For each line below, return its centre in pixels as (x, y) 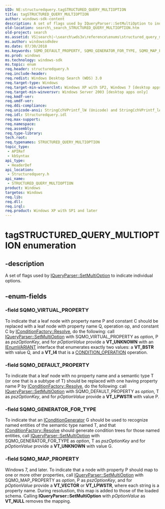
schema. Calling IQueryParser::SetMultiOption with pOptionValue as (75, 496)
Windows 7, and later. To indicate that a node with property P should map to (82, 470)
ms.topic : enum (21, 64)
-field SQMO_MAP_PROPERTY (42, 459)
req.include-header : (26, 74)
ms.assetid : (17, 37)
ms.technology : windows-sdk (34, 60)
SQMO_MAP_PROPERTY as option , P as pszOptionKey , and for (69, 480)
